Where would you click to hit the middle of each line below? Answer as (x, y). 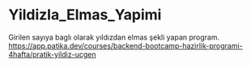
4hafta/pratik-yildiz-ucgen (52, 54)
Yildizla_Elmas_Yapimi (85, 15)
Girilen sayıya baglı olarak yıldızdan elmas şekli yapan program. (114, 37)
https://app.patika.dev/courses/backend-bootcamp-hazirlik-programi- (125, 45)
